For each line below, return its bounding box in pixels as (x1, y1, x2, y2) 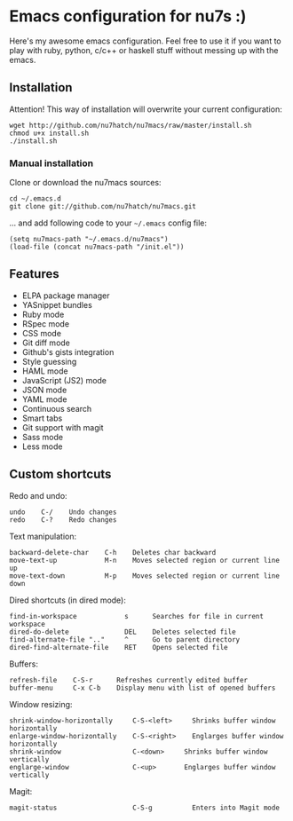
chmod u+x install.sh (9, 129, 90, 138)
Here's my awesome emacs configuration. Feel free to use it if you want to (9, 36, 281, 46)
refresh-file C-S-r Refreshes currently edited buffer (9, 675, 249, 684)
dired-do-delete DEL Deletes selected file (9, 628, 237, 636)
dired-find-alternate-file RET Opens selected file (9, 643, 228, 651)
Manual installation (9, 157, 94, 170)
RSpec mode (21, 318, 69, 329)
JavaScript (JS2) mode (21, 375, 107, 385)
